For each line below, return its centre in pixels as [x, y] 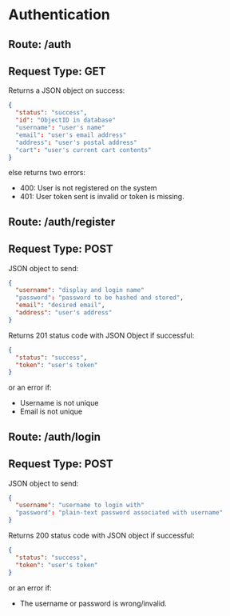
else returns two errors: [47, 173]
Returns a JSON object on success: [67, 90]
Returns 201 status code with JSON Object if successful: [101, 335]
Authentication [59, 15]
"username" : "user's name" [60, 128]
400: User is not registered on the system [88, 188]
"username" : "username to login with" [80, 506]
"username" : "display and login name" [80, 290]
